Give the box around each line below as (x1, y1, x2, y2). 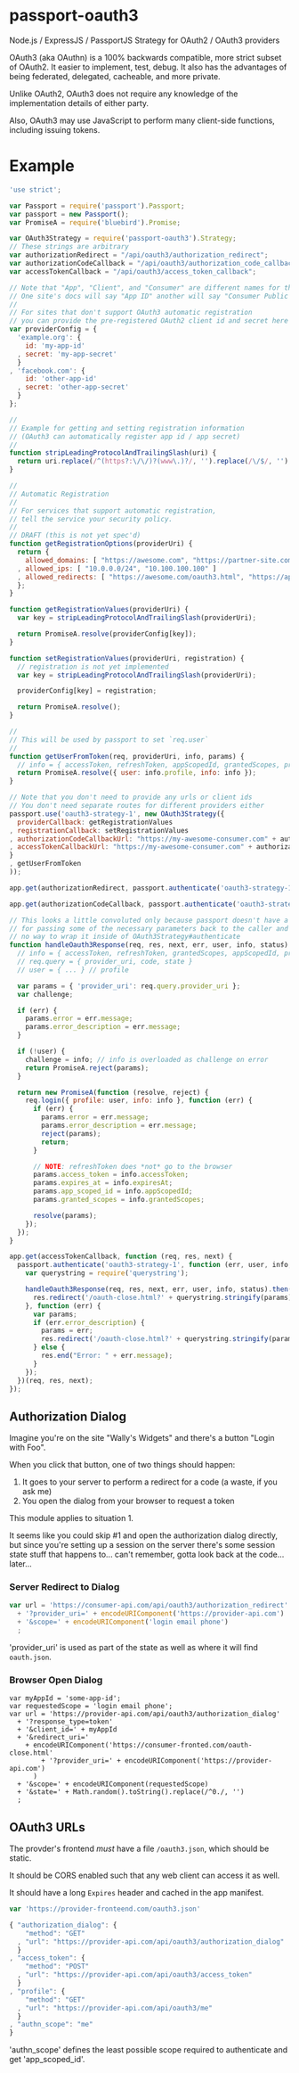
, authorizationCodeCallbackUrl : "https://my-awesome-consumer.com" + (9, 835, 277, 843)
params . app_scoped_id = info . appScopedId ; (32, 1187, 193, 1196)
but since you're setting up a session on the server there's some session (9, 1540, 276, 1551)
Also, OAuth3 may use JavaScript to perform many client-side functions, (9, 115, 276, 126)
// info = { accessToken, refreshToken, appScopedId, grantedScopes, (17, 760, 280, 769)
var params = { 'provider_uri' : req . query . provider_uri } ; (17, 982, 241, 991)
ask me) (21, 1486, 53, 1497)
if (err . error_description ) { (32, 1318, 145, 1327)
